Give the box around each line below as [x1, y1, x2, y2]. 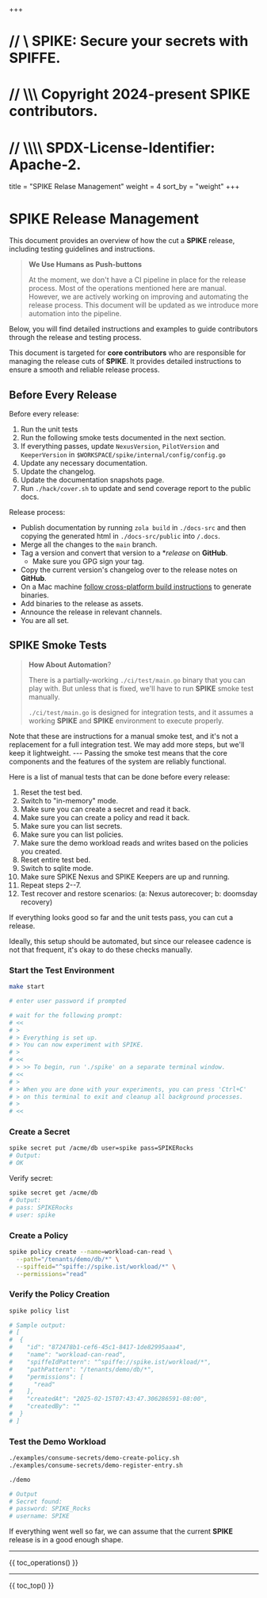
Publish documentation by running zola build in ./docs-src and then [20, 523, 246, 532]
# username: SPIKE [9, 1512, 70, 1520]
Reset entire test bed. [20, 855, 91, 865]
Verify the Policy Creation [9, 1289, 110, 1300]
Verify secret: [9, 1174, 54, 1183]
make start [9, 983, 45, 991]
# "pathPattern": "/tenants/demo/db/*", [9, 1365, 155, 1373]
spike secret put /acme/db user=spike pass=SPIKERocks [9, 1144, 194, 1152]
